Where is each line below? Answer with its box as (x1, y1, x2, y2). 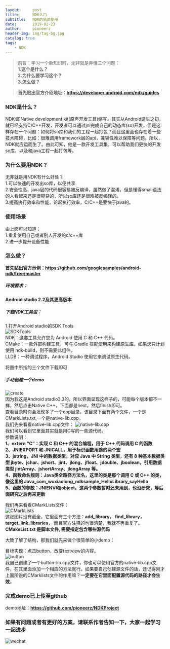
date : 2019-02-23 (5, 21, 56, 27)
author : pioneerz (5, 26, 51, 31)
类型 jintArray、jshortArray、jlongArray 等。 (5, 465, 101, 472)
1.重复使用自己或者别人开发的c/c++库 (5, 232, 83, 238)
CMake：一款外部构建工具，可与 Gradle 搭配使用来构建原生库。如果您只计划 (5, 341, 165, 347)
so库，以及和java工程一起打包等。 (5, 148, 77, 154)
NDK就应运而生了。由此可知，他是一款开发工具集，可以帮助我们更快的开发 (5, 141, 161, 147)
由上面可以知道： (5, 226, 41, 232)
